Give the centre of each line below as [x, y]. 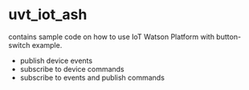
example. [47, 45]
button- [229, 37]
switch [19, 45]
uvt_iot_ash [48, 15]
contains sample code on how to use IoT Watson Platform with [112, 37]
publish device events [56, 61]
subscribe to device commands [72, 68]
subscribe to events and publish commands [92, 77]
